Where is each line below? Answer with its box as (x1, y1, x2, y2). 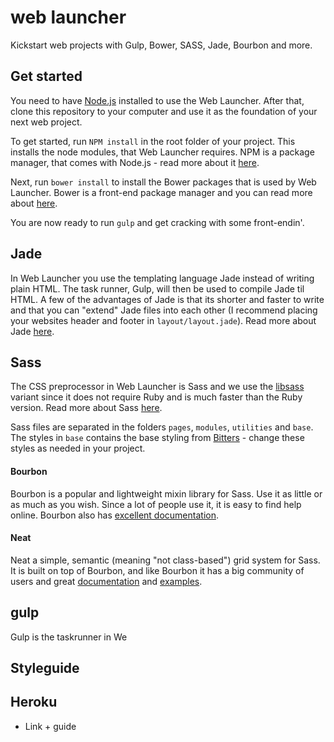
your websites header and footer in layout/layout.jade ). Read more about (10, 314, 317, 326)
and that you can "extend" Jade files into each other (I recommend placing (10, 304, 318, 316)
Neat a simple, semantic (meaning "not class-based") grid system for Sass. (10, 554, 321, 566)
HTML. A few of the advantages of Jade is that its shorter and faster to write (10, 293, 325, 305)
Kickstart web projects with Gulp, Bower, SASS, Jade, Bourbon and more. (10, 39, 313, 51)
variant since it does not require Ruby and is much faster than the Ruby (10, 391, 303, 403)
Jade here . (10, 325, 55, 337)
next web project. (10, 116, 83, 128)
